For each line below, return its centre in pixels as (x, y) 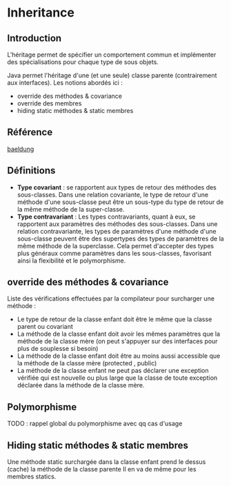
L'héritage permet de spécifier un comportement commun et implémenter (112, 54)
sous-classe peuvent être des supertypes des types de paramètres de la (120, 239)
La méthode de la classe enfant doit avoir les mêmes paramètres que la (119, 334)
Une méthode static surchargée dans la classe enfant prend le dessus (107, 462)
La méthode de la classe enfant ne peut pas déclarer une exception (113, 371)
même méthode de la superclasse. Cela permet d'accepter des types (115, 245)
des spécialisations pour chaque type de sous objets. (83, 62)
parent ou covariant (45, 327)
